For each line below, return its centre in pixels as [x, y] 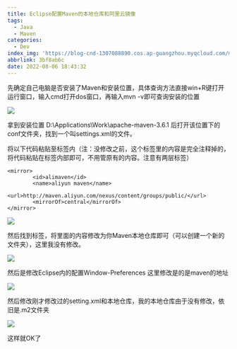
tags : [15, 21]
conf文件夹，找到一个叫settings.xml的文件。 [72, 133]
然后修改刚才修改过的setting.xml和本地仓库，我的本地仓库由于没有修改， [113, 301]
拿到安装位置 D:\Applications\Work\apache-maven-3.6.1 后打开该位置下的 [114, 125]
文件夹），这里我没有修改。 [46, 244]
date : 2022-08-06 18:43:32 [47, 67]
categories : [25, 40]
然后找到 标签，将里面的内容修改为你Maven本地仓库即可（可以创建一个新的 [116, 235]
